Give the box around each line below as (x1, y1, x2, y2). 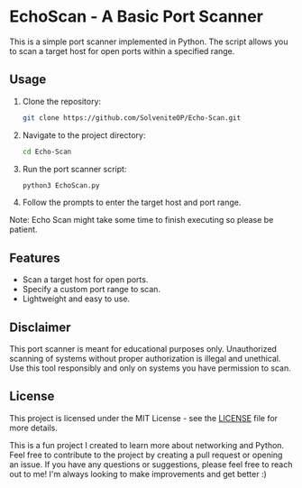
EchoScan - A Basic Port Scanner (9, 6, 264, 27)
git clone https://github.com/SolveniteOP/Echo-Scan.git (22, 113, 242, 123)
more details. (9, 422, 59, 433)
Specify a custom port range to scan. (22, 284, 160, 295)
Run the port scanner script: (22, 163, 127, 174)
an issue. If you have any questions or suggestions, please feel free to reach (9, 458, 293, 470)
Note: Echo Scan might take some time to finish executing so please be (9, 215, 274, 226)
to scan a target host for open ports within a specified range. (9, 45, 235, 56)
